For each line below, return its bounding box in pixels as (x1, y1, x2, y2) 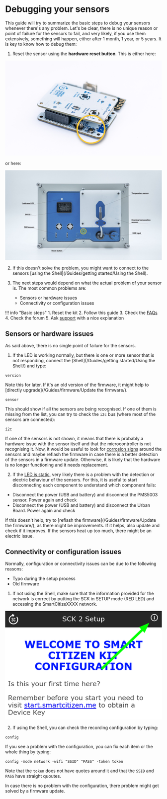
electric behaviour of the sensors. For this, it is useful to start (12, 477, 138, 483)
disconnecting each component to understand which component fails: (12, 482, 157, 488)
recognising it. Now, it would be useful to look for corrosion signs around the (5, 446, 162, 452)
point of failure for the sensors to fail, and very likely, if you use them (5, 30, 146, 36)
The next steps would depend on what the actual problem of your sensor (12, 280, 162, 286)
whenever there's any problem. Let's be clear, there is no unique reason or (5, 25, 158, 31)
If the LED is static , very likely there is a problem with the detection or (12, 472, 155, 478)
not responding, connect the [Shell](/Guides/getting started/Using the (12, 358, 156, 364)
